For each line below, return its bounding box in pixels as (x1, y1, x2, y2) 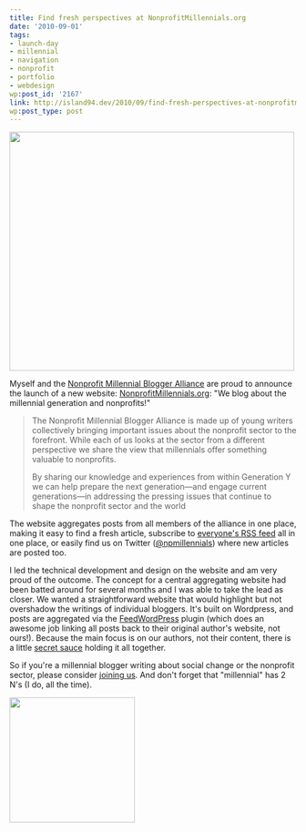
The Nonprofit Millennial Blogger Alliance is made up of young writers (31, 415, 293, 426)
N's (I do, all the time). (9, 679, 93, 690)
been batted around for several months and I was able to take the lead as (9, 584, 284, 595)
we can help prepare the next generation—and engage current (31, 482, 267, 492)
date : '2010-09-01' (9, 22, 84, 31)
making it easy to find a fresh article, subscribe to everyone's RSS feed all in (9, 528, 296, 539)
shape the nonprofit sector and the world (31, 501, 187, 512)
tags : (9, 30, 30, 39)
